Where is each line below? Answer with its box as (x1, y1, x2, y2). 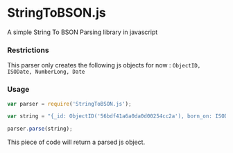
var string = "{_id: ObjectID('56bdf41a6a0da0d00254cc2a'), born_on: (7, 113, 213, 120)
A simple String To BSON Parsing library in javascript (7, 28, 158, 36)
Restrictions (7, 45, 50, 55)
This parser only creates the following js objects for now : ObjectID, (7, 61, 201, 70)
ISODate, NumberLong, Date (7, 68, 85, 76)
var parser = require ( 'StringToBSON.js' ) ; (7, 100, 132, 107)
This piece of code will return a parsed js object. (7, 138, 146, 147)
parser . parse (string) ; (7, 125, 73, 133)
